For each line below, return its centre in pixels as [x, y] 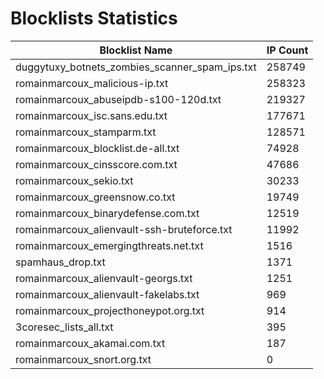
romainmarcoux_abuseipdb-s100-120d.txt [118, 99]
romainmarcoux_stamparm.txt [86, 132]
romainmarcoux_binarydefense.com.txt [107, 213]
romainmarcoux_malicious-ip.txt [92, 83]
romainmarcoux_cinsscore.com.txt [96, 164]
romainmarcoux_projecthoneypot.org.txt [110, 310]
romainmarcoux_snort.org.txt [83, 359]
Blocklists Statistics [94, 18]
